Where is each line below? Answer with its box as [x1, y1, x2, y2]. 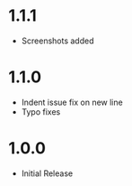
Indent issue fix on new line [21, 97, 123, 107]
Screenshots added [21, 35, 94, 46]
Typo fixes [21, 106, 61, 117]
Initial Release [21, 168, 74, 179]
